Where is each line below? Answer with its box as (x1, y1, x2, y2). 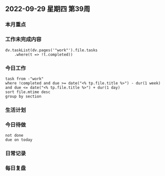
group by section (5, 94, 42, 99)
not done (5, 133, 24, 138)
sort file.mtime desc (5, 90, 51, 95)
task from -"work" (5, 76, 44, 81)
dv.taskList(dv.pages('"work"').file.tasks (5, 47, 98, 53)
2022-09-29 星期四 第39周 (5, 5, 91, 14)
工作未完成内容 (5, 36, 42, 43)
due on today (5, 137, 33, 142)
